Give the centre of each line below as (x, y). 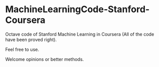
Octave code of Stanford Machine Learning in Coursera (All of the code (80, 34)
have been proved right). (31, 40)
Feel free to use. (22, 49)
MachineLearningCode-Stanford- (77, 9)
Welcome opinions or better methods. (45, 59)
